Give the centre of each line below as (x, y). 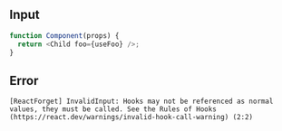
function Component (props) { (64, 35)
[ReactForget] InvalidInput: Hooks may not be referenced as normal (141, 102)
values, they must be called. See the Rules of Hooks (113, 109)
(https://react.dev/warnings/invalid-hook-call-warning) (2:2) (131, 117)
